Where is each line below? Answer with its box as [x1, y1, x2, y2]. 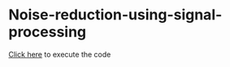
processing [8, 23, 87, 41]
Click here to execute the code [8, 49, 111, 59]
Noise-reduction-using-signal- [8, 6, 223, 24]
